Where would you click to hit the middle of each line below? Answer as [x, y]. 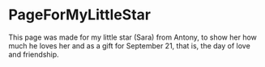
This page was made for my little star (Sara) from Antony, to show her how [133, 37]
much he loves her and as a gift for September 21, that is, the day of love [130, 45]
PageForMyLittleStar [80, 15]
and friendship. [34, 54]
